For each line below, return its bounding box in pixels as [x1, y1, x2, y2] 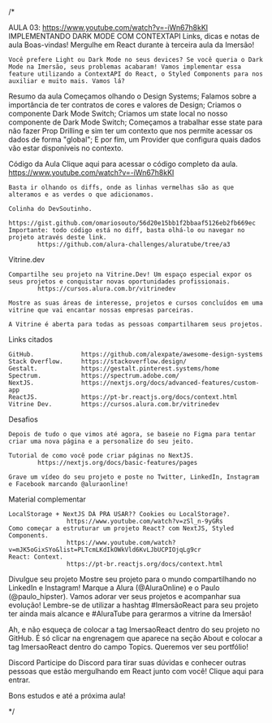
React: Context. [8, 553, 63, 561]
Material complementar [8, 494, 87, 504]
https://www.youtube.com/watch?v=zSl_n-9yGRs [66, 517, 223, 525]
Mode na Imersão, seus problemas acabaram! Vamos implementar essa [8, 63, 242, 71]
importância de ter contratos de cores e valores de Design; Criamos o [8, 100, 242, 109]
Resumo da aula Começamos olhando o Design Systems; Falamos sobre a [8, 91, 257, 101]
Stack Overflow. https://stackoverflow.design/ [8, 357, 187, 366]
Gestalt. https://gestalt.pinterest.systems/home [8, 365, 220, 373]
